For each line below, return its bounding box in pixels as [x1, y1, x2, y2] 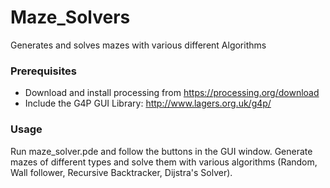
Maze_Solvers [10, 6, 131, 29]
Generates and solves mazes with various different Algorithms [10, 39, 267, 51]
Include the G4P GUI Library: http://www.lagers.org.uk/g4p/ [24, 97, 272, 110]
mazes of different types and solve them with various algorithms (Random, [10, 156, 318, 168]
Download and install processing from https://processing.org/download [24, 87, 320, 99]
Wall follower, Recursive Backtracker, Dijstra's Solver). [10, 166, 233, 178]
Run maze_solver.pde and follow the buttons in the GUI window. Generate [10, 145, 313, 157]
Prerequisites [10, 64, 77, 78]
